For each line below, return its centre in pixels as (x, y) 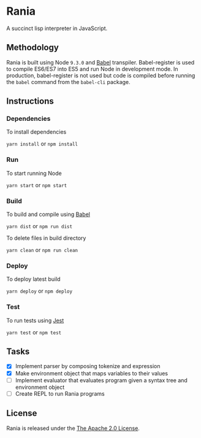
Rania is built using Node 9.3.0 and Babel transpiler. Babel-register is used (100, 62)
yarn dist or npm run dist (39, 226)
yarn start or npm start (37, 185)
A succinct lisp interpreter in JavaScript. (57, 28)
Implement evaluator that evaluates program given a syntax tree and (101, 380)
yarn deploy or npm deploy (39, 291)
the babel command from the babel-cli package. (68, 82)
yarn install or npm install (42, 144)
